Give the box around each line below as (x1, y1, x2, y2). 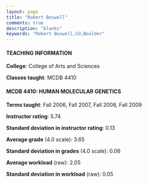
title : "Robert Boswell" (6, 14, 68, 20)
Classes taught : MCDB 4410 (6, 74, 77, 81)
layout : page (6, 8, 39, 15)
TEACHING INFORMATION (6, 49, 73, 57)
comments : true (6, 20, 44, 26)
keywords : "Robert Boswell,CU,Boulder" (6, 31, 105, 37)
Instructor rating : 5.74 (6, 113, 61, 120)
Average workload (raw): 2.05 (6, 159, 81, 166)
